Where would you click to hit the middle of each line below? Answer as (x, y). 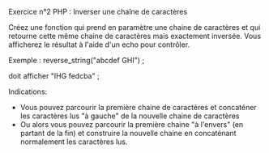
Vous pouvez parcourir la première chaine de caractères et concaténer (138, 107)
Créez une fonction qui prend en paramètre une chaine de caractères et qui (134, 27)
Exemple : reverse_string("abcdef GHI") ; (77, 60)
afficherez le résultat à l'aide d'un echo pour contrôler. (99, 45)
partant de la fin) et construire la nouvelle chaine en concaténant (128, 133)
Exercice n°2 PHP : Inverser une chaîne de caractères (98, 12)
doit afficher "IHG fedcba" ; (54, 76)
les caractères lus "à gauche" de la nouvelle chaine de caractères (130, 116)
